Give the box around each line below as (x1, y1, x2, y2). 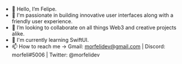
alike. (11, 30, 25, 37)
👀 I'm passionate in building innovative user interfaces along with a (11, 12, 174, 19)
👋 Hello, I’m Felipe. (11, 6, 57, 12)
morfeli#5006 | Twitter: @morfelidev (11, 51, 100, 58)
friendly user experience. (11, 18, 73, 24)
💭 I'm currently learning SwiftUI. (11, 37, 89, 43)
